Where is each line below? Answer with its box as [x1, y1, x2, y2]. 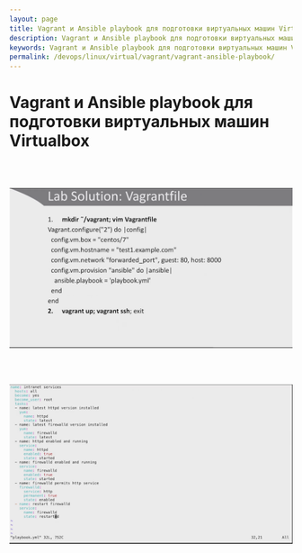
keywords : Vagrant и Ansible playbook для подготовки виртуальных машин [9, 43, 288, 52]
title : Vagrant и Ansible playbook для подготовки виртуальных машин [9, 23, 276, 33]
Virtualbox [9, 131, 90, 151]
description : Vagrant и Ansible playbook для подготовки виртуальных [9, 33, 276, 42]
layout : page [9, 14, 58, 23]
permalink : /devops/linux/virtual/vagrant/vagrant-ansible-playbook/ [9, 52, 276, 62]
